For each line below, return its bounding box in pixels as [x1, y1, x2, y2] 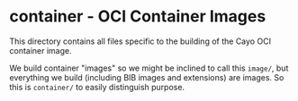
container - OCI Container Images [9, 6, 266, 27]
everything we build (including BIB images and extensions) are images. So [9, 72, 284, 82]
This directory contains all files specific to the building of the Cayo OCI [9, 36, 272, 46]
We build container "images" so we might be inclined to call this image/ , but [9, 63, 289, 73]
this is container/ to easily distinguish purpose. [9, 81, 185, 92]
